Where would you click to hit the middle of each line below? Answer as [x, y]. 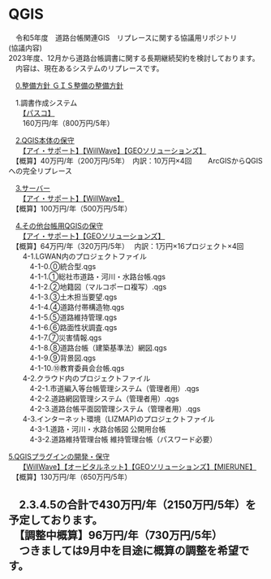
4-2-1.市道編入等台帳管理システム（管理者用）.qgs [114, 388]
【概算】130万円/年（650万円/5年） [73, 477]
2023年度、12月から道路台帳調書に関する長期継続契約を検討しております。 [134, 58]
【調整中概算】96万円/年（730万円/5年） [121, 535]
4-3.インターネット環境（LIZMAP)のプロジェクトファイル [118, 419]
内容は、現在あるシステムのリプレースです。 [89, 68]
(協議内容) [26, 48]
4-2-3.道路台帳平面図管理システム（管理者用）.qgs [115, 408]
